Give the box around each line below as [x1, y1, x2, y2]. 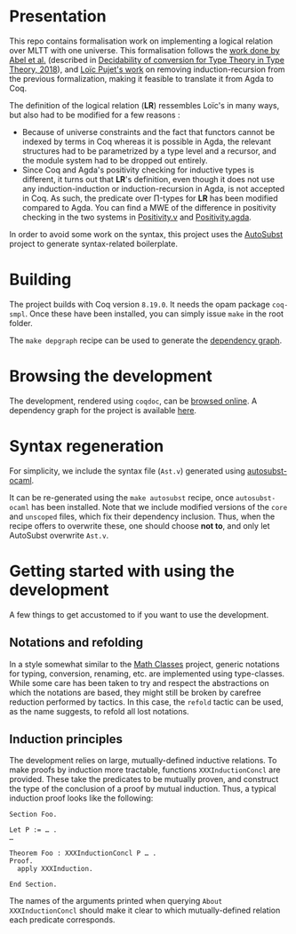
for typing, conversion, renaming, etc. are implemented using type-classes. [9, 668, 285, 679]
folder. [9, 317, 33, 328]
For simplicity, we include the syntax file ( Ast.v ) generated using [9, 465, 246, 476]
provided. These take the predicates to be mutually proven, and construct [9, 774, 279, 785]
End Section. [9, 880, 58, 890]
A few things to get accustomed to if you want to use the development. [9, 609, 269, 619]
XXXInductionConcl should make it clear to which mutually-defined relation [9, 905, 281, 916]
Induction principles [9, 731, 123, 746]
